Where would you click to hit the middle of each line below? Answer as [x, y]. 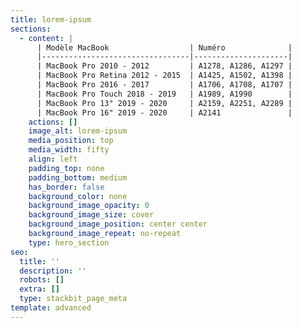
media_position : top [71, 141]
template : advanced [51, 308]
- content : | [46, 38]
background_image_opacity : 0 [89, 206]
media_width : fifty [69, 150]
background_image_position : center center [118, 224]
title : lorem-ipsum [51, 19]
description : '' [53, 271]
